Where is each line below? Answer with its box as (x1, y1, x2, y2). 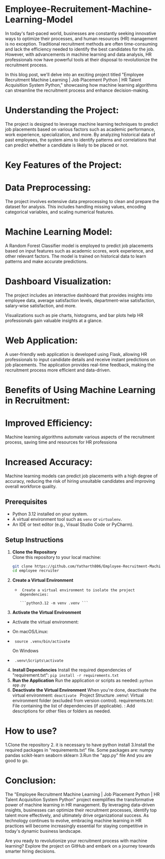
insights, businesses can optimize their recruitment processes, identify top (5, 807, 157, 813)
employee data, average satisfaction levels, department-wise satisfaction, (5, 297, 156, 303)
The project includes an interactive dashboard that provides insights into (5, 292, 153, 298)
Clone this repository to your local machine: (12, 554, 101, 560)
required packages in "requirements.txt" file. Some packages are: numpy (5, 747, 154, 753)
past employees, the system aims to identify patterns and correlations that (5, 137, 157, 143)
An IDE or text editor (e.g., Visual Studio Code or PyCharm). (12, 521, 134, 527)
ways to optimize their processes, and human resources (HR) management (5, 36, 158, 42)
